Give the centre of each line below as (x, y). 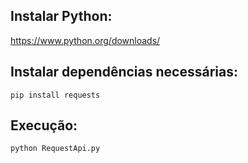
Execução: (44, 125)
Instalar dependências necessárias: (124, 72)
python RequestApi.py (55, 149)
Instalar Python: (61, 16)
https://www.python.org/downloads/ (85, 40)
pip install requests (55, 95)
